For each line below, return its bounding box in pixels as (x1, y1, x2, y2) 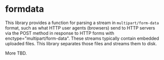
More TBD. (5, 50, 27, 56)
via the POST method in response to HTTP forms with (5, 30, 115, 36)
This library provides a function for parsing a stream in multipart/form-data (5, 20, 159, 26)
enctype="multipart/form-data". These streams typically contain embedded (5, 35, 159, 41)
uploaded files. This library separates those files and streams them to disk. (5, 40, 157, 46)
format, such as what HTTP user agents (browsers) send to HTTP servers (5, 25, 156, 30)
